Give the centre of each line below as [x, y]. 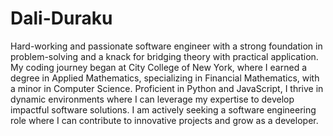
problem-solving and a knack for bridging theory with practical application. [164, 56]
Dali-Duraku [61, 18]
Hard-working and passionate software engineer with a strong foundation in [166, 46]
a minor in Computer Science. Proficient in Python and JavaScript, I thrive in [167, 88]
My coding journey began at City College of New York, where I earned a [159, 67]
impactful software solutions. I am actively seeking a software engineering [163, 109]
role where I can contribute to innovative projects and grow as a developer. [164, 120]
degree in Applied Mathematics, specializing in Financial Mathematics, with [165, 78]
